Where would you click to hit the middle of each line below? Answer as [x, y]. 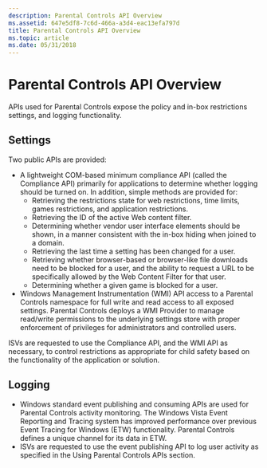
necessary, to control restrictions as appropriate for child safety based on [129, 351]
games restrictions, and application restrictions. [110, 209]
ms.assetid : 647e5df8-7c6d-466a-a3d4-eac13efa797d [94, 23]
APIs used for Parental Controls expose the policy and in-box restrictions [128, 107]
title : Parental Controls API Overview [75, 30]
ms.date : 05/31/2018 [43, 45]
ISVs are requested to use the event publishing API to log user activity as [139, 446]
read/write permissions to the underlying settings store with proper [130, 319]
